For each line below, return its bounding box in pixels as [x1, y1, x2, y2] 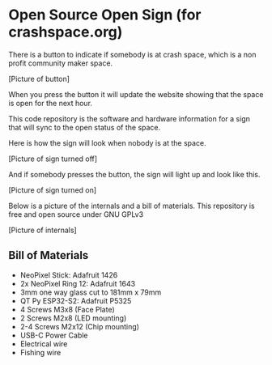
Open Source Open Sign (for [8, 6, 202, 24]
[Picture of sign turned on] [8, 185, 97, 195]
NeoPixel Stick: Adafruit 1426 [19, 270, 118, 280]
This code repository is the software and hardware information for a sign [8, 113, 251, 123]
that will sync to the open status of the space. [8, 122, 161, 132]
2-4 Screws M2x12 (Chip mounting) [19, 321, 140, 331]
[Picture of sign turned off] [8, 154, 98, 163]
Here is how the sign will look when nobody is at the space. [8, 138, 206, 147]
